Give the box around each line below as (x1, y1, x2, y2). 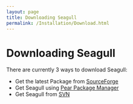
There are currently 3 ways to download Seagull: (6, 66, 128, 73)
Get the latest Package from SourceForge (15, 78, 119, 85)
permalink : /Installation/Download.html (6, 20, 110, 26)
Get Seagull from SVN (15, 91, 70, 98)
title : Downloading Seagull (6, 15, 77, 21)
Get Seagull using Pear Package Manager (15, 84, 119, 91)
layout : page (6, 8, 39, 15)
